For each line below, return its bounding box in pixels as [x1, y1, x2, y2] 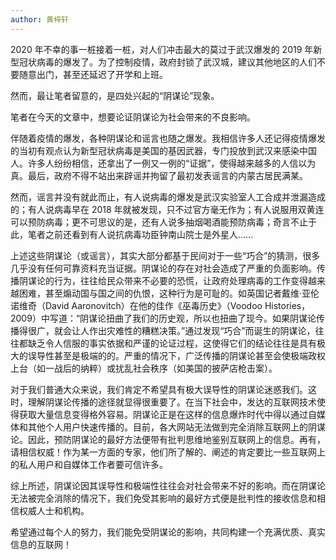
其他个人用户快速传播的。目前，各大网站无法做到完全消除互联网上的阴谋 [27, 421, 326, 433]
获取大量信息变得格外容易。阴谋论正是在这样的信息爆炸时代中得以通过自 [18, 408, 317, 420]
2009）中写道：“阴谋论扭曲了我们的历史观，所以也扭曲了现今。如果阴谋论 [10, 312, 317, 324]
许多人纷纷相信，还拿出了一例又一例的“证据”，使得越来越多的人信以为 [27, 157, 317, 169]
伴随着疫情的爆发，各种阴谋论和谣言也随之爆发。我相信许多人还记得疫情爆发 [10, 132, 326, 144]
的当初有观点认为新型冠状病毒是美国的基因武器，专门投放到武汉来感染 [10, 144, 300, 156]
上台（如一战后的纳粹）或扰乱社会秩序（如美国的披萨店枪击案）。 [10, 362, 278, 374]
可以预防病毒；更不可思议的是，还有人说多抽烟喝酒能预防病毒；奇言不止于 [10, 216, 317, 228]
